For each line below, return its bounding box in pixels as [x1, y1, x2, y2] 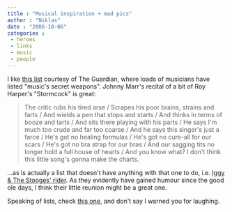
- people [10, 56, 36, 63]
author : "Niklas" [7, 17, 61, 24]
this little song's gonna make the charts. [24, 155, 139, 163]
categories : [7, 29, 45, 37]
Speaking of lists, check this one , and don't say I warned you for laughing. [7, 197, 220, 205]
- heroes [10, 36, 36, 43]
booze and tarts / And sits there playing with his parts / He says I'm [24, 118, 217, 126]
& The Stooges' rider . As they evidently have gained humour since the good [7, 176, 224, 184]
